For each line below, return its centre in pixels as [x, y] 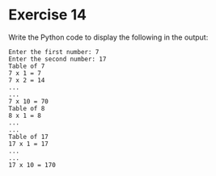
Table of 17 [28, 136]
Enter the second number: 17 [57, 59]
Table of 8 [27, 108]
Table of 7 [27, 66]
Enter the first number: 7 [54, 52]
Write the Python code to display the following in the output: [108, 37]
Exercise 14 [48, 15]
